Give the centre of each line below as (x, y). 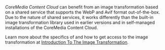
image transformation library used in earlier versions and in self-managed (80, 22)
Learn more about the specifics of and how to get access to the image (77, 37)
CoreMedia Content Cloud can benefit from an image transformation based (82, 7)
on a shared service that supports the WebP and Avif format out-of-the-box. (83, 12)
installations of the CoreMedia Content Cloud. (52, 28)
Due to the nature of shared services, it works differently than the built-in (79, 17)
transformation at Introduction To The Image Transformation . (67, 42)
